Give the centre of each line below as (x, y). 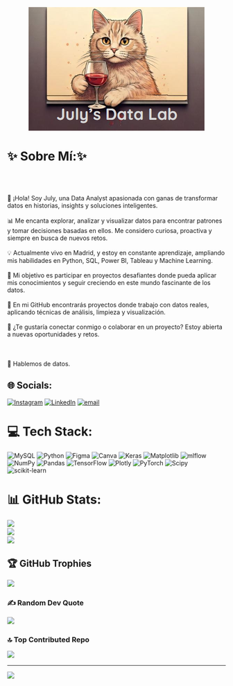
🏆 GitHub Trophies (50, 564)
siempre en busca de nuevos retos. (58, 238)
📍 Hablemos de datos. (39, 363)
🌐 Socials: (30, 385)
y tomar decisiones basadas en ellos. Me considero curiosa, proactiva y (110, 230)
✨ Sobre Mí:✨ (47, 156)
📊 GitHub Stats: (54, 499)
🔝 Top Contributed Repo (49, 640)
